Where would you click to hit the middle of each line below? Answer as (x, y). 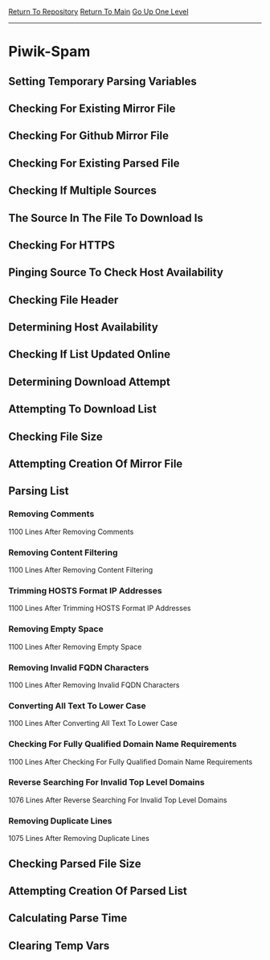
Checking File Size (55, 436)
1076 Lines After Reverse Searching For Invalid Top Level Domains (118, 800)
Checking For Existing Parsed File (94, 163)
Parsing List (39, 491)
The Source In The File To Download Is (106, 217)
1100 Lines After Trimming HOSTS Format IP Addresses (100, 608)
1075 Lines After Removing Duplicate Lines (79, 839)
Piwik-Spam (49, 52)
